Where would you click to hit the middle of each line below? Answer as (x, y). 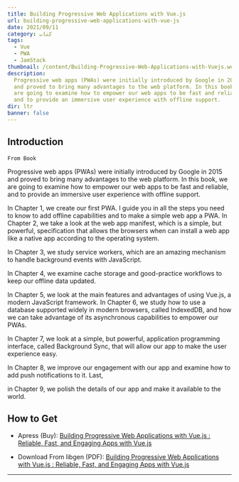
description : (27, 73)
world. (17, 396)
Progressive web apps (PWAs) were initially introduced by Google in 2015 (115, 171)
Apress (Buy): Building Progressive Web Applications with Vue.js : (114, 436)
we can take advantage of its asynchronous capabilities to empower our (113, 317)
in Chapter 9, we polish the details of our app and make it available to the (114, 389)
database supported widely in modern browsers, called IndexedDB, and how (119, 309)
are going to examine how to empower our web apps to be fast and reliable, (118, 186)
